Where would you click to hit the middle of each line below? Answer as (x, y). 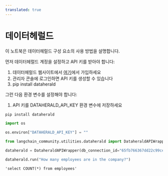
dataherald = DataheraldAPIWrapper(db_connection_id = (62, 150)
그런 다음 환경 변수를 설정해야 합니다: (41, 94)
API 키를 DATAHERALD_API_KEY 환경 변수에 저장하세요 (67, 105)
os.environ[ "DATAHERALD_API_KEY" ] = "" (47, 132)
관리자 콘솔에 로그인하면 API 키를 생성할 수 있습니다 (63, 78)
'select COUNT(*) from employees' (41, 168)
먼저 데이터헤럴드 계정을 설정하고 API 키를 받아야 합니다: (60, 61)
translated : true (23, 10)
